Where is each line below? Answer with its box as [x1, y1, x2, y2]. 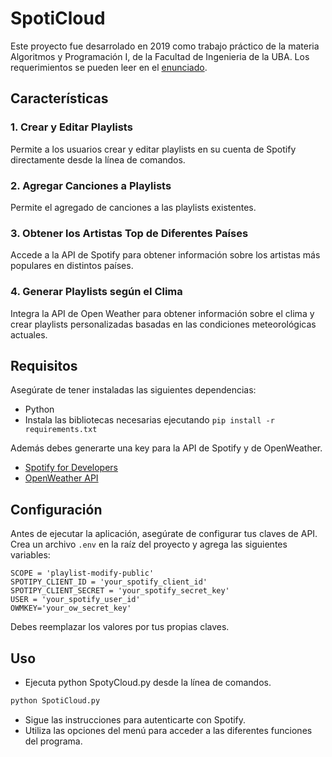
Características [10, 90, 109, 107]
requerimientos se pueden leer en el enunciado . [10, 61, 208, 73]
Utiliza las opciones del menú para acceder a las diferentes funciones [24, 724, 313, 736]
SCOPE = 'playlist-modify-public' [10, 568, 155, 579]
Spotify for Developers [24, 462, 119, 474]
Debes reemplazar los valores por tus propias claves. [10, 621, 230, 633]
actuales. [10, 328, 48, 341]
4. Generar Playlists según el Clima [10, 285, 183, 299]
